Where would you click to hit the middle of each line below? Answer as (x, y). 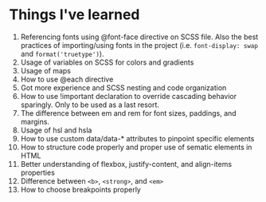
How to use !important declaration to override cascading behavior (129, 96)
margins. (35, 121)
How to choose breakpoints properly (81, 189)
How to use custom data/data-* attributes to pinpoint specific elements (137, 138)
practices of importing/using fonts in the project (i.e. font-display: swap (139, 45)
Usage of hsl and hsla (56, 130)
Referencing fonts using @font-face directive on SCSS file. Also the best (139, 37)
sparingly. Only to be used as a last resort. (90, 105)
